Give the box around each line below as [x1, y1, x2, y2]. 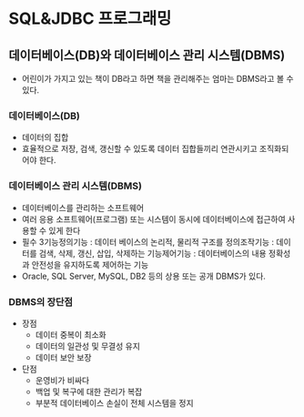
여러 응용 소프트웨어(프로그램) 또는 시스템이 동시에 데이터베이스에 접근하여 [21, 213, 286, 224]
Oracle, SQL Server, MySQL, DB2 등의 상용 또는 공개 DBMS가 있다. [21, 270, 266, 281]
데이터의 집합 [21, 132, 69, 143]
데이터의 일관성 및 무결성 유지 [35, 341, 140, 351]
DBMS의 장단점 [8, 295, 74, 308]
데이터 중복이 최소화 [35, 329, 106, 340]
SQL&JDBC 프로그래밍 [8, 8, 172, 29]
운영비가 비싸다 [35, 374, 90, 385]
